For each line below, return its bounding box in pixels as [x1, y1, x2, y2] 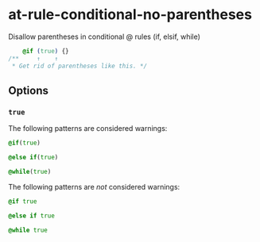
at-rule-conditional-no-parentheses [8, 6, 253, 24]
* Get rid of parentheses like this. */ [11, 62, 148, 70]
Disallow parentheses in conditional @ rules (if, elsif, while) [8, 32, 201, 41]
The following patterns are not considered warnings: [8, 182, 180, 191]
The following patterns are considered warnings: [8, 124, 168, 133]
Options [8, 83, 49, 97]
